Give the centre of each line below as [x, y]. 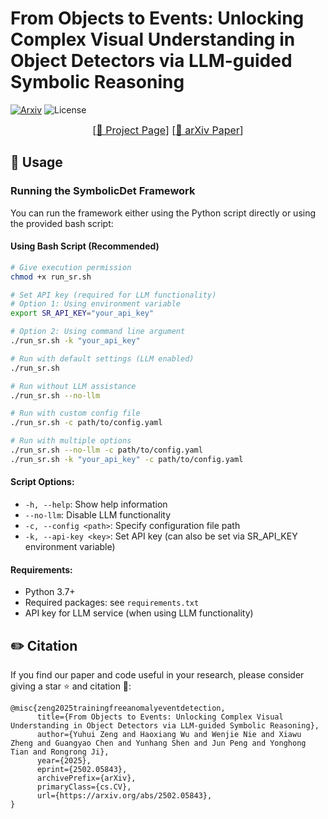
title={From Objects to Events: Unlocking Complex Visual [160, 717]
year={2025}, [64, 761]
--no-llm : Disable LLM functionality [98, 515]
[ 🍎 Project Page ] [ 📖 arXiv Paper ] [168, 130]
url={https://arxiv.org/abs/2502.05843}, [124, 796]
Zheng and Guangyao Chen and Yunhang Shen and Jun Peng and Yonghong [158, 743]
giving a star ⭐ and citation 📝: [71, 686]
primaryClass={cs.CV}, [84, 787]
